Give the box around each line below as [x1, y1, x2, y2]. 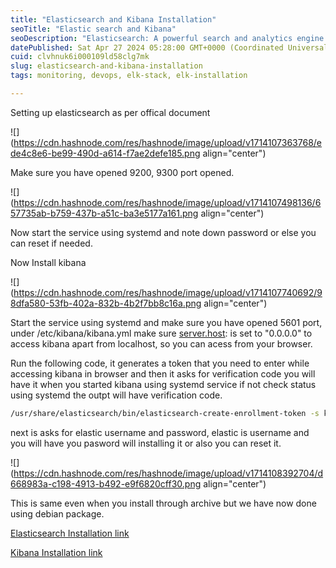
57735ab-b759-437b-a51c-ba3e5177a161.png [10, 207, 199, 219]
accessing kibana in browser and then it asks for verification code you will [10, 367, 316, 380]
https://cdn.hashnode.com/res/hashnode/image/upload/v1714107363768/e [13, 136, 323, 148]
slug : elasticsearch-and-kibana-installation [10, 61, 203, 71]
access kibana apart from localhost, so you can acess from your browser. [10, 337, 313, 350]
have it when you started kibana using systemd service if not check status [10, 378, 317, 390]
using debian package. [10, 507, 105, 520]
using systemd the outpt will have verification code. [10, 389, 223, 401]
